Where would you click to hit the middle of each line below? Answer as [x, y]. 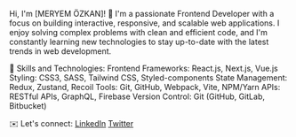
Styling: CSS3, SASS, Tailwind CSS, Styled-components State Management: [148, 78]
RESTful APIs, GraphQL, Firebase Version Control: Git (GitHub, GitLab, [137, 96]
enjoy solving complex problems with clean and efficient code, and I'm [139, 32]
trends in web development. [60, 51]
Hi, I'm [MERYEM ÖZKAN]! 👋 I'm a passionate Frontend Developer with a [142, 14]
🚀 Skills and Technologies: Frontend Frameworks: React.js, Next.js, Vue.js [144, 68]
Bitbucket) [28, 106]
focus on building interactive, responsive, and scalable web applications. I [144, 23]
